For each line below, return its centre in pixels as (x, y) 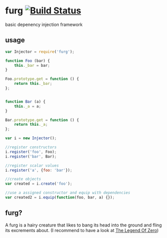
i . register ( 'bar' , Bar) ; (31, 156)
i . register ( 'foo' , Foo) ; (31, 152)
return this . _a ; (31, 125)
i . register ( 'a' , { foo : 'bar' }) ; (39, 170)
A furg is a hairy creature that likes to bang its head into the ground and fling (83, 225)
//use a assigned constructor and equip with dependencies (68, 193)
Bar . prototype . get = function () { (42, 120)
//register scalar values (32, 165)
